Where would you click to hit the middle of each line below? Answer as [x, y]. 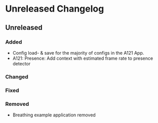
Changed [17, 76]
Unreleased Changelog [55, 9]
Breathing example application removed [54, 115]
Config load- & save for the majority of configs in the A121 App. [78, 53]
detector [22, 63]
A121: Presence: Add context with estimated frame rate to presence [83, 58]
